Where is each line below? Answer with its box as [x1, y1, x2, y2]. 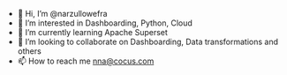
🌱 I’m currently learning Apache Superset [17, 27, 168, 37]
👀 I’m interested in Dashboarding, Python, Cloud [17, 18, 193, 28]
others [17, 46, 42, 56]
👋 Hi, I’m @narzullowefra [17, 9, 108, 19]
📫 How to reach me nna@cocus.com [17, 56, 155, 66]
